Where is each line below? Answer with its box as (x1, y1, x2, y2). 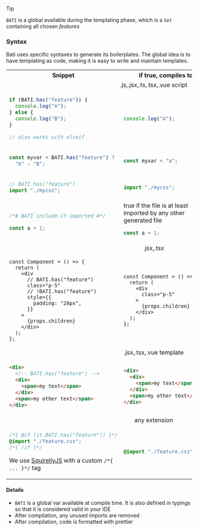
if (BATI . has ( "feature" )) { (9, 96, 88, 103)
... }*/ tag (9, 464, 41, 472)
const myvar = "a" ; (123, 157, 178, 164)
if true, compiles (138, 71, 186, 79)
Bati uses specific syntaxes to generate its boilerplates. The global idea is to (6, 51, 191, 58)
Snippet (52, 71, 75, 79)
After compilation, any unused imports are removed (14, 512, 140, 519)
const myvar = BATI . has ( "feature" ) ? (9, 154, 115, 161)
